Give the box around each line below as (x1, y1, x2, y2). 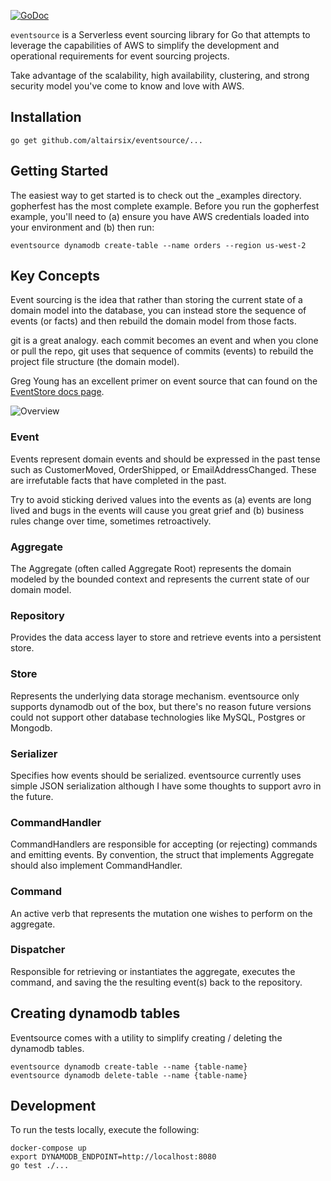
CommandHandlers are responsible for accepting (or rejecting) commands (10, 838, 318, 850)
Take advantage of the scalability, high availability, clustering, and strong (10, 70, 310, 81)
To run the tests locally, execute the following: (10, 1124, 200, 1136)
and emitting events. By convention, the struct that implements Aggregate (10, 849, 315, 861)
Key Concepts (10, 268, 100, 285)
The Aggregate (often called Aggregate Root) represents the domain (10, 563, 292, 575)
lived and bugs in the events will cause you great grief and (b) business (10, 504, 305, 516)
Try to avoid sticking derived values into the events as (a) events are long (10, 493, 312, 505)
